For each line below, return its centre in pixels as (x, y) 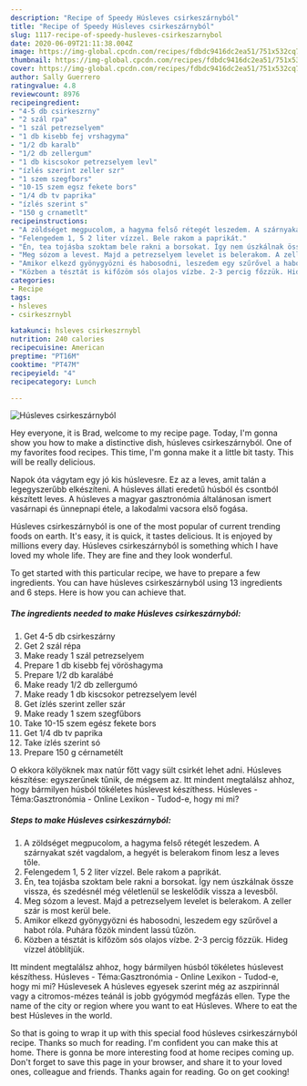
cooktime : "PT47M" (45, 364)
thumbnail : (31, 60)
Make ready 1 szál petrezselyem (84, 656)
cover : (23, 69)
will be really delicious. (53, 462)
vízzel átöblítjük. (54, 949)
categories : (33, 281)
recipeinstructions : (50, 221)
